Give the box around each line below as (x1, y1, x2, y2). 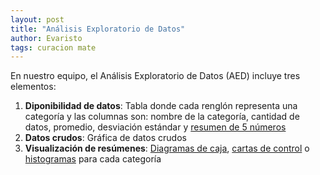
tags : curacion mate (10, 42, 97, 53)
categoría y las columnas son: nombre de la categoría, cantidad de (24, 111, 300, 123)
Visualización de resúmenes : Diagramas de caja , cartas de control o (24, 142, 310, 155)
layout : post (10, 14, 65, 25)
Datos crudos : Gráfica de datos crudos (24, 132, 187, 144)
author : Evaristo (10, 33, 83, 43)
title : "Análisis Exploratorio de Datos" (10, 24, 186, 34)
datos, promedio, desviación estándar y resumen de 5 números (24, 121, 287, 133)
